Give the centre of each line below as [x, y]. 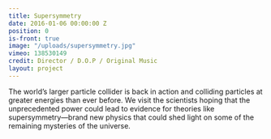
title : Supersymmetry [45, 16]
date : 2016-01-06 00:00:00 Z [58, 23]
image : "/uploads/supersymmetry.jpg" [72, 46]
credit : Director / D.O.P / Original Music [83, 61]
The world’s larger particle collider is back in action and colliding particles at [135, 91]
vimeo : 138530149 [38, 53]
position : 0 [28, 31]
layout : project [36, 69]
